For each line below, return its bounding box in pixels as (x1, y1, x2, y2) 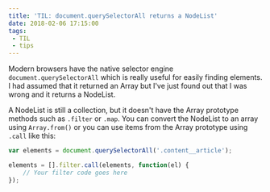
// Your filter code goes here (23, 169, 128, 177)
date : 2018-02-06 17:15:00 (8, 19, 99, 27)
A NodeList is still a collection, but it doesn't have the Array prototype (8, 106, 239, 115)
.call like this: (8, 131, 56, 141)
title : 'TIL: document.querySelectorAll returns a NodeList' (8, 11, 218, 20)
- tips (11, 42, 35, 50)
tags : (8, 27, 27, 35)
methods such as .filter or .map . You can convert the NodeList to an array (8, 114, 259, 123)
